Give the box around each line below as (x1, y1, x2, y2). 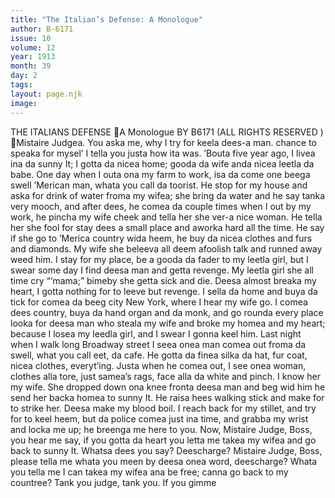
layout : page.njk (10, 89, 83, 99)
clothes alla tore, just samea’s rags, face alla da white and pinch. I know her (10, 370, 321, 382)
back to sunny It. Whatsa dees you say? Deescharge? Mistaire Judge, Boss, (10, 444, 323, 456)
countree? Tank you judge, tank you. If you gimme (10, 476, 217, 488)
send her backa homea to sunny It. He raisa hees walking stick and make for (10, 391, 325, 403)
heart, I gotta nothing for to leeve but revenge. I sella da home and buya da (10, 285, 318, 297)
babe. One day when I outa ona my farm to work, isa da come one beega (10, 168, 311, 180)
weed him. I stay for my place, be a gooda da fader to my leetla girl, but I (10, 253, 309, 265)
